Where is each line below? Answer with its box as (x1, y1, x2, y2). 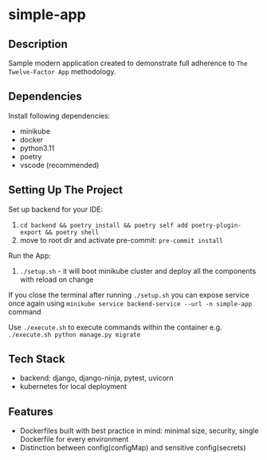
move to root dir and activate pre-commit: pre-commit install (19, 235, 223, 244)
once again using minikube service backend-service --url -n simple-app (8, 298, 253, 308)
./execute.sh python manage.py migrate (8, 330, 141, 339)
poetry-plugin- (190, 221, 241, 229)
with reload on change (19, 275, 94, 284)
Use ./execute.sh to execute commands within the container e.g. (8, 322, 222, 332)
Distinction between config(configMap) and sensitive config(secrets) (19, 443, 246, 453)
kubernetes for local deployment (19, 382, 128, 392)
